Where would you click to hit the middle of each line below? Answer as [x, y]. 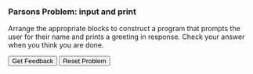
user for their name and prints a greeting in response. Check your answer [127, 37]
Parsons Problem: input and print [72, 12]
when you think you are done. [56, 45]
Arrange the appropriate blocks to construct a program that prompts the [124, 29]
